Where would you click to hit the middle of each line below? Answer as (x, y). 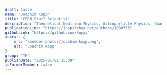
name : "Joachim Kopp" (28, 14)
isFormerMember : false (29, 65)
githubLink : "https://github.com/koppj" (48, 33)
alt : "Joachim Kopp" (35, 46)
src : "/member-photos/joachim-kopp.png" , (57, 42)
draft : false (19, 10)
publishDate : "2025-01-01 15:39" (40, 60)
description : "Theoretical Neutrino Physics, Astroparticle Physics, (79, 23)
